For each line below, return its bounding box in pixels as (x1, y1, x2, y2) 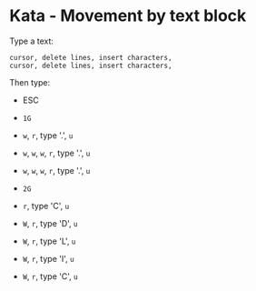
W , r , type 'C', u (22, 270, 79, 282)
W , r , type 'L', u (22, 236, 76, 246)
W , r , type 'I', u (22, 253, 74, 264)
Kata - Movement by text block (9, 5, 247, 26)
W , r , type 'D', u (22, 217, 78, 228)
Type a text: (9, 35, 54, 46)
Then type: (9, 76, 51, 87)
